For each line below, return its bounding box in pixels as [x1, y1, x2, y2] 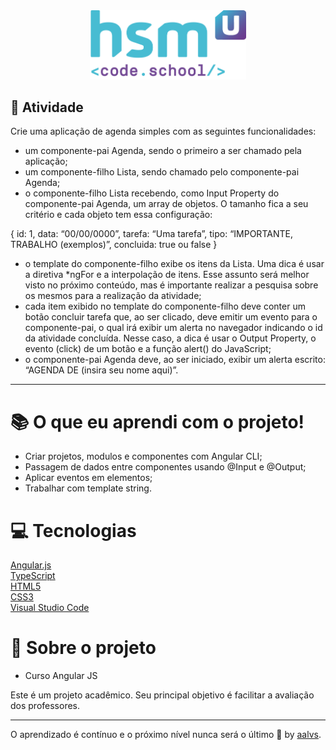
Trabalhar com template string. [24, 482, 152, 494]
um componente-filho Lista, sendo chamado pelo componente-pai [24, 166, 300, 178]
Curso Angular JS [24, 670, 98, 682]
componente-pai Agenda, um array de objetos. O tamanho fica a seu [24, 198, 309, 210]
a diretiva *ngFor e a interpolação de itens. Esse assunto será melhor [24, 269, 310, 281]
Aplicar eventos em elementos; [24, 472, 153, 484]
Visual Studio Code [10, 602, 90, 614]
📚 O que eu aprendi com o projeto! [10, 410, 305, 433]
